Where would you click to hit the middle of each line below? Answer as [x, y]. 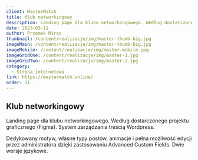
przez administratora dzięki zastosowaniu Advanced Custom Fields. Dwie [95, 144]
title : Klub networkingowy [39, 17]
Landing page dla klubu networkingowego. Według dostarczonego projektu [98, 121]
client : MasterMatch [32, 11]
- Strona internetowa [38, 72]
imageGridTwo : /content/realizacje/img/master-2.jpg [72, 61]
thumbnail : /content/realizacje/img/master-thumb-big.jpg [79, 39]
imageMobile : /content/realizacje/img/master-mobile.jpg [77, 50]
